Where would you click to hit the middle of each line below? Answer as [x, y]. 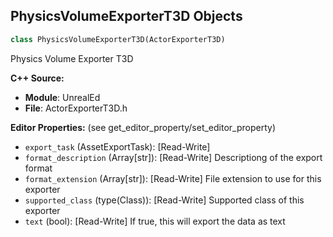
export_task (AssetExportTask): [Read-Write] [117, 146]
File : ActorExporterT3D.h [76, 108]
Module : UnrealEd [62, 97]
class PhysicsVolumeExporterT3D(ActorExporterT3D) [118, 39]
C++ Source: [37, 78]
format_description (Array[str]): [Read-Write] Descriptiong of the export [173, 157]
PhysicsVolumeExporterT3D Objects [126, 16]
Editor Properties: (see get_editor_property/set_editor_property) [143, 127]
